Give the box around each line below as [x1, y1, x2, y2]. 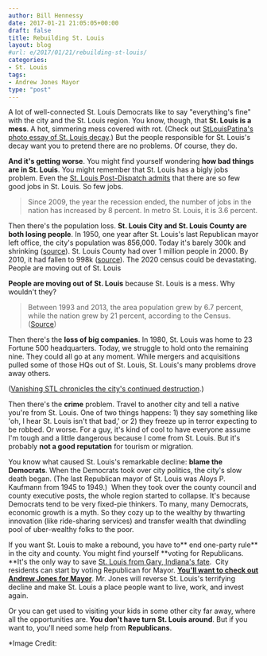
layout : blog [8, 41, 52, 49]
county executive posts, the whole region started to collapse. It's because [8, 491, 250, 501]
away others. [8, 369, 51, 378]
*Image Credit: [8, 639, 57, 648]
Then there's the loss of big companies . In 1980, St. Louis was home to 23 [8, 335, 253, 344]
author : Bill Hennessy [8, 11, 83, 20]
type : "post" [8, 85, 52, 94]
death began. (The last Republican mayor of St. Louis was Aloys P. [8, 474, 226, 483]
